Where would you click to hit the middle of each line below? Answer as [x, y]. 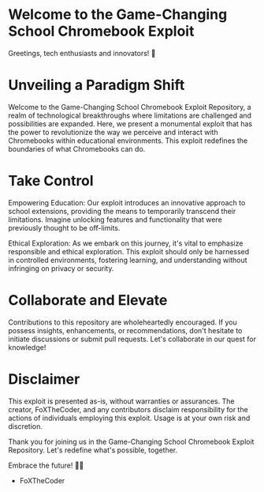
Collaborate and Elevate [88, 300]
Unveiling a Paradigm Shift [97, 85]
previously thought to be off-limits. [64, 227]
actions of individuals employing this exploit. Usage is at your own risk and [129, 418]
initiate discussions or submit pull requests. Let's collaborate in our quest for [132, 339]
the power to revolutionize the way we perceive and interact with [113, 132]
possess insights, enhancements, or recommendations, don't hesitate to [125, 330]
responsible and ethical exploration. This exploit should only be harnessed [129, 251]
